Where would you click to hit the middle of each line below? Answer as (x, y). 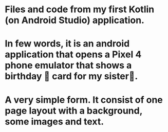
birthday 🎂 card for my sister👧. (71, 76)
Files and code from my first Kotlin (80, 9)
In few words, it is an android (67, 44)
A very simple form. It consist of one (84, 100)
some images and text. (54, 122)
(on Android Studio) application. (75, 20)
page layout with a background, (73, 111)
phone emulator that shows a (68, 65)
